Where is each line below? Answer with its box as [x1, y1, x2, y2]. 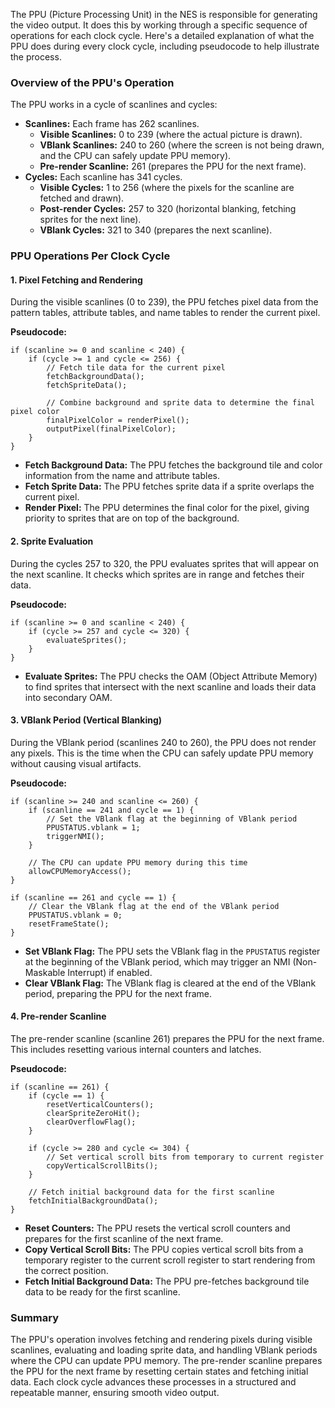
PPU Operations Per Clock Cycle [10, 249, 171, 263]
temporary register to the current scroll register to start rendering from [24, 1254, 316, 1266]
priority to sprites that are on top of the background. [24, 512, 240, 524]
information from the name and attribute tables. [24, 470, 220, 482]
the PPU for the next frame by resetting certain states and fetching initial [10, 1365, 309, 1378]
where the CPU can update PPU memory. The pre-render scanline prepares [10, 1355, 323, 1367]
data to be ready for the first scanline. [24, 1286, 181, 1298]
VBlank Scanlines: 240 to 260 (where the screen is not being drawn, [39, 139, 325, 151]
